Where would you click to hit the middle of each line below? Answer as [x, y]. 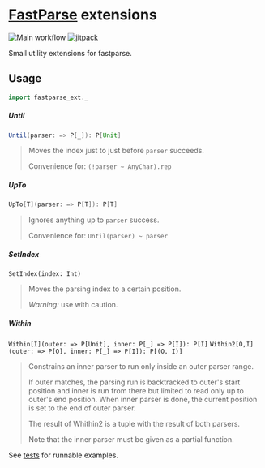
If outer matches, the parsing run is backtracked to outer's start [134, 382]
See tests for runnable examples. [64, 455]
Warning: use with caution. [73, 305]
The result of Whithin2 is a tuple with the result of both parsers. [134, 424]
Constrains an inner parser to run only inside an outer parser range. [141, 367]
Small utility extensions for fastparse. [70, 53]
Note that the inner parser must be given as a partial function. [131, 440]
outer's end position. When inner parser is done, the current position [143, 400]
